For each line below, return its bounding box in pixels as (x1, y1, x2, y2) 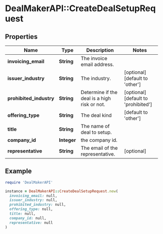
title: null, (9, 211, 36, 216)
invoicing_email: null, (9, 193, 57, 198)
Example (5, 167, 32, 175)
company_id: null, (9, 216, 47, 220)
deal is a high (81, 95, 111, 102)
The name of (81, 123, 110, 129)
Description (86, 47, 114, 53)
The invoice (81, 55, 108, 62)
